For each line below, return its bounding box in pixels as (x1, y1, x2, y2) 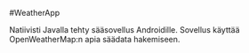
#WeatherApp (9, 8, 60, 18)
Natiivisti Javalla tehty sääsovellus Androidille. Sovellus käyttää (9, 25, 240, 34)
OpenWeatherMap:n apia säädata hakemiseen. (9, 34, 181, 44)
